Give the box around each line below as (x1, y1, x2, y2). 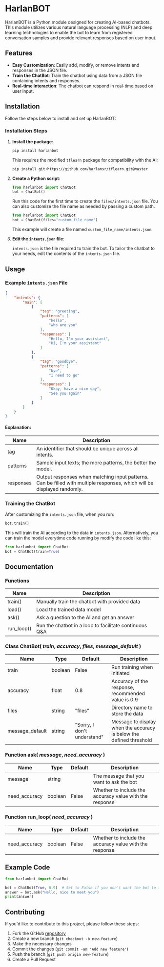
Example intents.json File (5, 280, 68, 286)
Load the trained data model (36, 606, 101, 613)
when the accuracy (111, 724, 156, 731)
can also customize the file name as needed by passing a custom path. (12, 204, 155, 209)
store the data (111, 711, 143, 717)
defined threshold (111, 737, 152, 743)
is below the (111, 731, 139, 738)
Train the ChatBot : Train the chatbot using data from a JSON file (12, 72, 143, 78)
